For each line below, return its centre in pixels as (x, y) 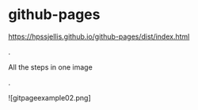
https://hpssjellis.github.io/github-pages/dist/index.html (99, 36)
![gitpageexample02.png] (49, 97)
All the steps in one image (50, 67)
